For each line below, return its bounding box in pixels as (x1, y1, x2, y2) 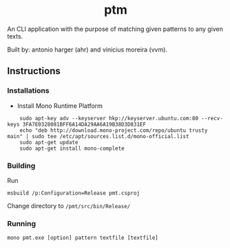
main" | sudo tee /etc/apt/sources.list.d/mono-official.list (7, 133, 189, 139)
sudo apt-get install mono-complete (19, 145, 125, 152)
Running (7, 218, 36, 228)
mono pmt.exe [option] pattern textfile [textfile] (7, 234, 158, 242)
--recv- (201, 115, 224, 122)
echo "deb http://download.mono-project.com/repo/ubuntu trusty (19, 126, 208, 134)
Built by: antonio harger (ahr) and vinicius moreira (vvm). (7, 45, 167, 54)
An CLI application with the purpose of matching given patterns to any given (7, 25, 224, 33)
